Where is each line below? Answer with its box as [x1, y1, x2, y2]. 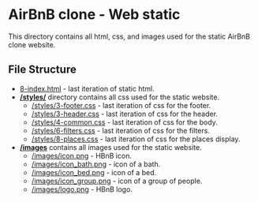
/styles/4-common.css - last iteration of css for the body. [31, 117, 219, 127]
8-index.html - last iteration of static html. [19, 84, 155, 93]
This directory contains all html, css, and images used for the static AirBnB [8, 32, 251, 41]
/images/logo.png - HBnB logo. [31, 184, 133, 194]
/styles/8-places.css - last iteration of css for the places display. [31, 134, 241, 144]
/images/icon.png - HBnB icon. [31, 151, 133, 160]
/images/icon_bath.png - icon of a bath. [31, 159, 161, 169]
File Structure [8, 63, 77, 77]
